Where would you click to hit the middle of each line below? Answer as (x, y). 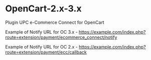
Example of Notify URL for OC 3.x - (41, 32)
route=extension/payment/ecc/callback (46, 52)
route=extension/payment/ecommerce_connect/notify (61, 37)
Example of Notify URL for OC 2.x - (41, 47)
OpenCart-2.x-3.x (43, 9)
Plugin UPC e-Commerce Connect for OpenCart (55, 22)
